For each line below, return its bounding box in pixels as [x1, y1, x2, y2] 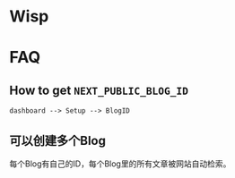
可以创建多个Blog [9, 132, 106, 148]
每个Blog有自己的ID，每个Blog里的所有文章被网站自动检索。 [9, 158, 231, 169]
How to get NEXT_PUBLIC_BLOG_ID [9, 82, 189, 97]
